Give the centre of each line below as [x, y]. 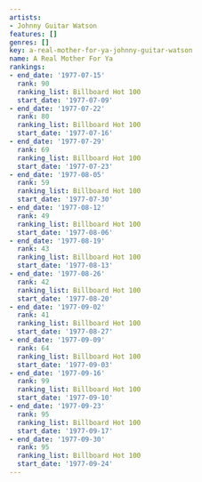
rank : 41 [33, 315]
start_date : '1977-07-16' [65, 133]
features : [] [33, 34]
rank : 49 [33, 216]
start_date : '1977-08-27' [65, 332]
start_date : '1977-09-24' [65, 464]
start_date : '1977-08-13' [65, 266]
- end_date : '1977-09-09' [57, 340]
